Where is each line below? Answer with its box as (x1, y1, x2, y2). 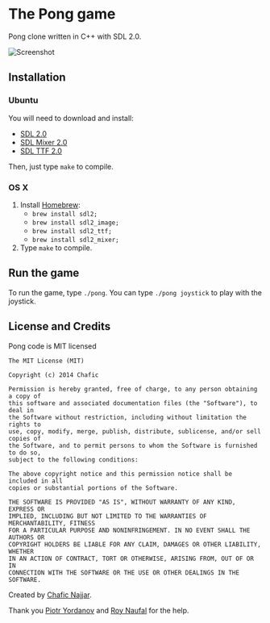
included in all (8, 477, 63, 485)
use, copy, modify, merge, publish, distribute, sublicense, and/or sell (8, 427, 262, 436)
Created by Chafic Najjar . (8, 590, 93, 600)
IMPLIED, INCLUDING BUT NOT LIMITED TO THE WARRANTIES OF (8, 512, 207, 521)
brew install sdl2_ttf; (31, 227, 113, 235)
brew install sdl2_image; (31, 219, 119, 227)
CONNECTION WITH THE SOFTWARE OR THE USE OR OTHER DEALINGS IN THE (8, 568, 240, 577)
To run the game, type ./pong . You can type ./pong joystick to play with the (8, 287, 262, 297)
